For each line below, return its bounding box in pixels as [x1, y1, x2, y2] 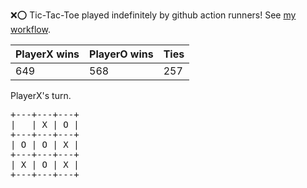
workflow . [10, 24, 51, 35]
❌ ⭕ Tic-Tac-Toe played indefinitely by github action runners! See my [10, 9, 297, 21]
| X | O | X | [10, 159, 80, 170]
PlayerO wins [89, 47, 154, 61]
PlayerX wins [15, 47, 80, 61]
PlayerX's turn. [10, 90, 72, 101]
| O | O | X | [10, 139, 80, 150]
